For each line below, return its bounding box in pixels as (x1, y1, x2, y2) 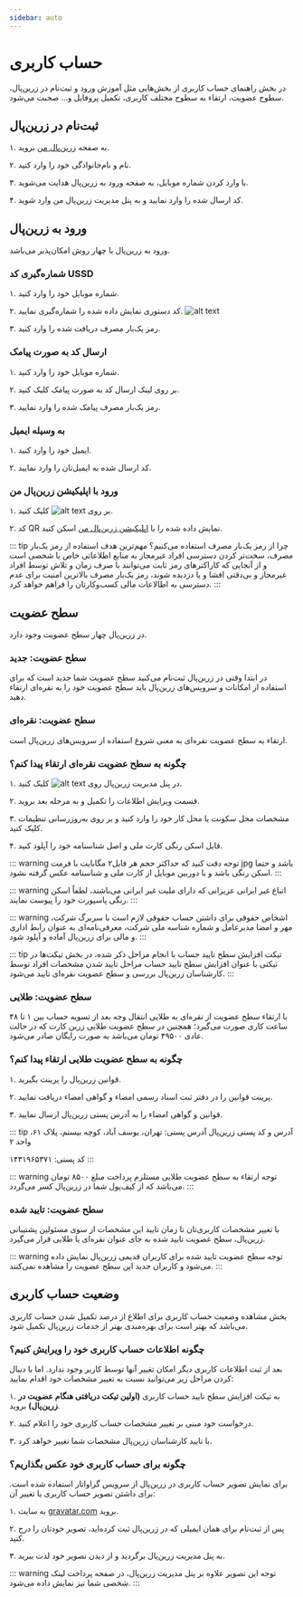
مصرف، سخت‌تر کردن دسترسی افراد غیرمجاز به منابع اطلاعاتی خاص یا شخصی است (9, 550, 294, 561)
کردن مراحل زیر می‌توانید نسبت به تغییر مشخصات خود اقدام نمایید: (9, 1373, 234, 1384)
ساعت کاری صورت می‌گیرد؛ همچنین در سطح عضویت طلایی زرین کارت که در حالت (9, 1020, 288, 1032)
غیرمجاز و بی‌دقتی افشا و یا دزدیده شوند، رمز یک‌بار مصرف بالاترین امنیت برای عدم (9, 569, 287, 580)
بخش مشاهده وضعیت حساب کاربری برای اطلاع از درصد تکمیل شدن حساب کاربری (9, 1310, 288, 1322)
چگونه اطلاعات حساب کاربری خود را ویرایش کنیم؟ (9, 1343, 205, 1355)
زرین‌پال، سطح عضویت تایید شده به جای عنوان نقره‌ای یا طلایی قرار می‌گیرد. (9, 1233, 266, 1244)
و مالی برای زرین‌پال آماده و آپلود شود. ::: (9, 932, 147, 942)
